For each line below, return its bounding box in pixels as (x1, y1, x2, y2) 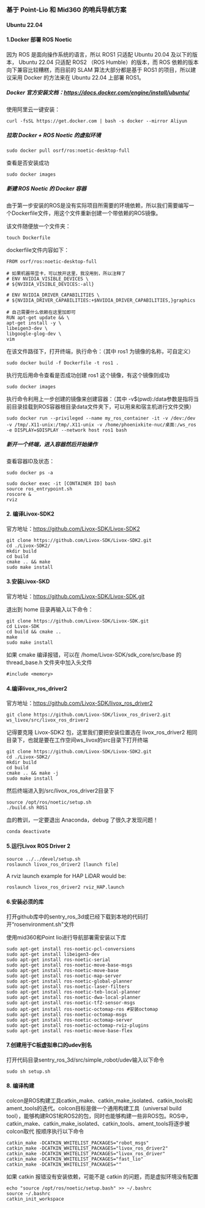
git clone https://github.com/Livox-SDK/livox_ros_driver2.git (6, 712, 171, 718)
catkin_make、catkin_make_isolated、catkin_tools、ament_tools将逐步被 (6, 1120, 190, 1128)
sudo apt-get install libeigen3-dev (6, 951, 100, 957)
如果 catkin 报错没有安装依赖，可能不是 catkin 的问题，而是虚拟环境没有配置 (6, 1173, 199, 1180)
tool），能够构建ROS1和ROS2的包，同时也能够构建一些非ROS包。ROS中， (6, 1112, 192, 1120)
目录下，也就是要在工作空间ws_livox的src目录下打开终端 (6, 736, 149, 744)
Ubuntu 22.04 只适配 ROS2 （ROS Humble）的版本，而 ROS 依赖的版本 (18, 58, 199, 66)
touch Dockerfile (6, 235, 51, 241)
